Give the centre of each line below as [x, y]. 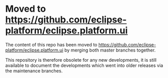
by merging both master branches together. [110, 50]
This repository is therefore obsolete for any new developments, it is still [81, 60]
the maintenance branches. [34, 71]
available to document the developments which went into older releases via [84, 65]
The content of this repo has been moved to [51, 44]
